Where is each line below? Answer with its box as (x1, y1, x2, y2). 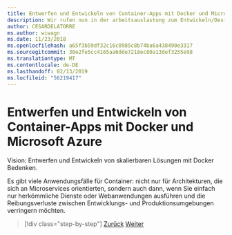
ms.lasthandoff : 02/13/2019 (7, 68, 88, 75)
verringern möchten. (7, 207, 66, 215)
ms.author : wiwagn (7, 29, 60, 37)
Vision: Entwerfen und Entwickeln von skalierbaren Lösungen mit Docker (7, 156, 214, 164)
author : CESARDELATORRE (7, 23, 76, 30)
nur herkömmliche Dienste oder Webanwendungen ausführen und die (7, 191, 206, 200)
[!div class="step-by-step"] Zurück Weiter (23, 220, 144, 228)
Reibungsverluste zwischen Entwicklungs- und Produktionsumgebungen (7, 199, 214, 207)
